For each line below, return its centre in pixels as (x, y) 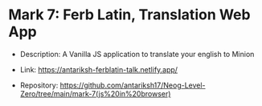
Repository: (39, 85)
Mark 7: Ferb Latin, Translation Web (129, 15)
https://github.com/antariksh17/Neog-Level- (133, 85)
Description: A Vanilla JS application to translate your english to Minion (137, 54)
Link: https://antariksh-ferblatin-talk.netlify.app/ (99, 69)
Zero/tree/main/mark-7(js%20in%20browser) (95, 93)
